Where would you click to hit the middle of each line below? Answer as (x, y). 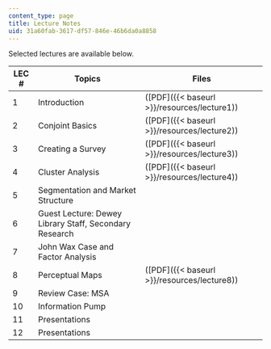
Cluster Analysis (69, 172)
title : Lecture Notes (45, 23)
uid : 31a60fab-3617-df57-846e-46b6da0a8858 (83, 31)
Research (56, 233)
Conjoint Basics (67, 126)
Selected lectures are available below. (71, 54)
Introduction (61, 103)
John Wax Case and (76, 247)
